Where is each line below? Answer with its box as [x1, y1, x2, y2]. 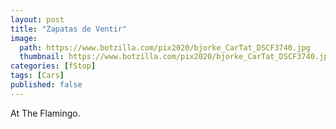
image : [10, 33, 38, 43]
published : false [10, 80, 83, 90]
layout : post [10, 14, 65, 25]
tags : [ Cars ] [10, 71, 65, 81]
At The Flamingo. [10, 107, 81, 119]
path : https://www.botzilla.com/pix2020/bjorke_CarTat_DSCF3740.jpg [19, 42, 311, 53]
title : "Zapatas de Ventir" [10, 24, 128, 34]
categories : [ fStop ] [10, 61, 97, 71]
